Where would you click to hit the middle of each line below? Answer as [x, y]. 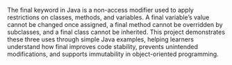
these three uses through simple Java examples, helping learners [101, 39]
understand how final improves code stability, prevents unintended [103, 47]
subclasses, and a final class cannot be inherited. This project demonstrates [116, 32]
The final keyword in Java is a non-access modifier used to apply [101, 10]
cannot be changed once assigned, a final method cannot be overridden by [115, 25]
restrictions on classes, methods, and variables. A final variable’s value [108, 17]
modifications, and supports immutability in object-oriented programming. [113, 54]
